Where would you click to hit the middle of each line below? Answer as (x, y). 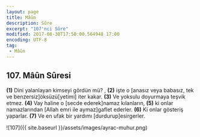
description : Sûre (29, 23)
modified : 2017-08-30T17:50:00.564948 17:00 (63, 34)
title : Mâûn (21, 18)
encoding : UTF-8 (27, 40)
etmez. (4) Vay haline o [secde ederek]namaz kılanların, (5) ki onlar (90, 103)
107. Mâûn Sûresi (39, 76)
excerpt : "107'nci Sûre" (37, 29)
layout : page (23, 12)
